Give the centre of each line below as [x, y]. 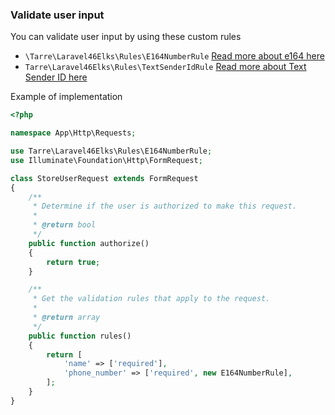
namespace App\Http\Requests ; [73, 133]
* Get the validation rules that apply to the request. [151, 299]
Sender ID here [56, 77]
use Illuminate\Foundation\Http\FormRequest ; [106, 160]
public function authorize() [89, 243]
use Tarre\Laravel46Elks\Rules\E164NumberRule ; [111, 151]
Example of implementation [66, 97]
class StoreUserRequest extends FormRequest [104, 178]
